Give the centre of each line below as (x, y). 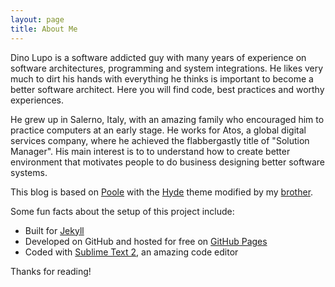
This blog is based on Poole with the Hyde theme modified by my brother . (162, 192)
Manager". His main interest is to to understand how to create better (150, 151)
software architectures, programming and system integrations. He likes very (167, 68)
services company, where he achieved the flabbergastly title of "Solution (160, 140)
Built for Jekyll (54, 230)
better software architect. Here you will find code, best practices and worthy (167, 89)
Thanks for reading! (51, 271)
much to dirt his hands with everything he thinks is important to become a (162, 78)
